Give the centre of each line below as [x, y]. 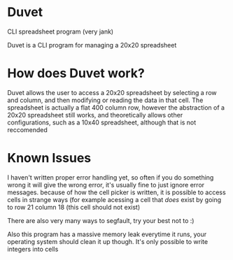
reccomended [27, 129]
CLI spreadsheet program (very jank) [61, 31]
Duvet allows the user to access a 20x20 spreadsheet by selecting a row [112, 92]
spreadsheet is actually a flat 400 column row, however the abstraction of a [116, 107]
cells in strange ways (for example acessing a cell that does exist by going [114, 199]
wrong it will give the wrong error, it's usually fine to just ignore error [106, 185]
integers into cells [33, 249]
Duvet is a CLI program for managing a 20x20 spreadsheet [92, 45]
